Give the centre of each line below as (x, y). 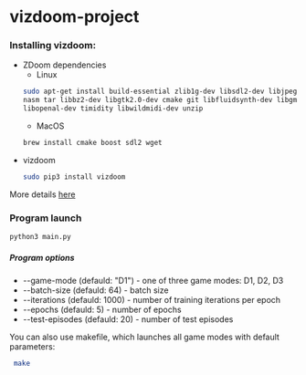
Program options (42, 257)
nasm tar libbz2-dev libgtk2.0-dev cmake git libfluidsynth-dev (148, 100)
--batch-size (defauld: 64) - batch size (95, 290)
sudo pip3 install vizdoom (74, 177)
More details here (42, 194)
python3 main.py (40, 237)
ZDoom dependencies (64, 65)
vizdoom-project (74, 17)
